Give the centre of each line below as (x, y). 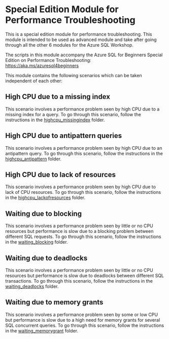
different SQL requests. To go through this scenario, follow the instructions (83, 236)
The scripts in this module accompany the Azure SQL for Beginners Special (84, 55)
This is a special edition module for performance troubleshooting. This (79, 34)
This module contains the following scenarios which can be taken (74, 75)
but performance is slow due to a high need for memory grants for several (83, 320)
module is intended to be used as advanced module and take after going (81, 40)
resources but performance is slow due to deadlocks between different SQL (84, 276)
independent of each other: (34, 81)
